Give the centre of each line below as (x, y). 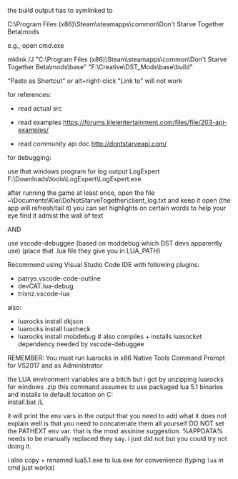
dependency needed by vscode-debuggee (81, 344)
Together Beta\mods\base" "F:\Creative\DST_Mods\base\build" (100, 67)
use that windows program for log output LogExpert (84, 171)
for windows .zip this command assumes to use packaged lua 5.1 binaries (115, 387)
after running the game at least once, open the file (81, 193)
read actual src (40, 109)
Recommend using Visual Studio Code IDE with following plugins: (104, 264)
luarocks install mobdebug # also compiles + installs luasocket (110, 336)
